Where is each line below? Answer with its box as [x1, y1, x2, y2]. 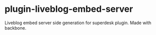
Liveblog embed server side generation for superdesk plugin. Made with [4, 20, 152, 26]
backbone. [4, 25, 27, 31]
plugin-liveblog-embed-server [4, 3, 133, 15]
